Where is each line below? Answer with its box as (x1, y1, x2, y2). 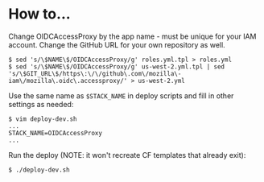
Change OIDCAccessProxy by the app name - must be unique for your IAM (8, 31, 257, 41)
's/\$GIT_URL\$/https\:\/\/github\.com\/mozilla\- (8, 69, 182, 77)
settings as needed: (8, 99, 74, 109)
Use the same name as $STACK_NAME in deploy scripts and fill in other (8, 90, 234, 101)
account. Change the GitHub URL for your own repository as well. (8, 39, 225, 49)
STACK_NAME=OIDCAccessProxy (8, 129, 103, 137)
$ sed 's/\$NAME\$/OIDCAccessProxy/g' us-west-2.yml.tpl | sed (8, 62, 225, 71)
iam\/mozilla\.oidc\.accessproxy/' (8, 77, 128, 85)
